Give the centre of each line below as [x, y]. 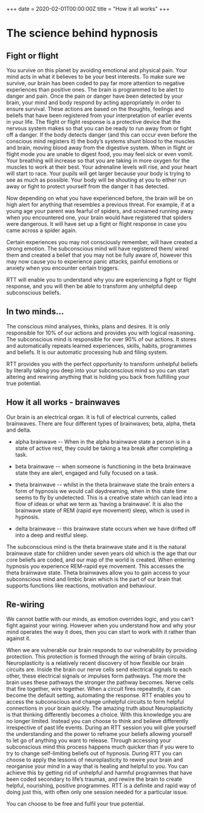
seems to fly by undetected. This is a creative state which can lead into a [106, 497]
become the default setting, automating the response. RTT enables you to [99, 695]
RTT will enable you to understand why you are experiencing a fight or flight [101, 280]
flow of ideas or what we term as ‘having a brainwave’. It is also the [99, 504]
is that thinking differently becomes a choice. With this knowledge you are [99, 715]
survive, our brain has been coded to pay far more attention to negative [96, 83]
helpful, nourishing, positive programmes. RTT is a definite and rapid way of [101, 786]
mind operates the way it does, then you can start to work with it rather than [101, 632]
